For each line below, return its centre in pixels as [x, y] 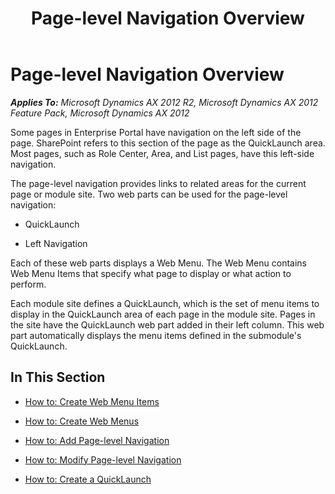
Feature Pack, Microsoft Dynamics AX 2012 [100, 113]
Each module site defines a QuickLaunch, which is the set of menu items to [165, 303]
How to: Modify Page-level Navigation [103, 459]
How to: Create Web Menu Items [92, 401]
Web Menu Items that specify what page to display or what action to [151, 273]
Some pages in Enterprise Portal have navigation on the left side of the [156, 132]
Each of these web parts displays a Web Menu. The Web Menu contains [158, 263]
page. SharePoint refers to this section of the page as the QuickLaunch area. [168, 143]
